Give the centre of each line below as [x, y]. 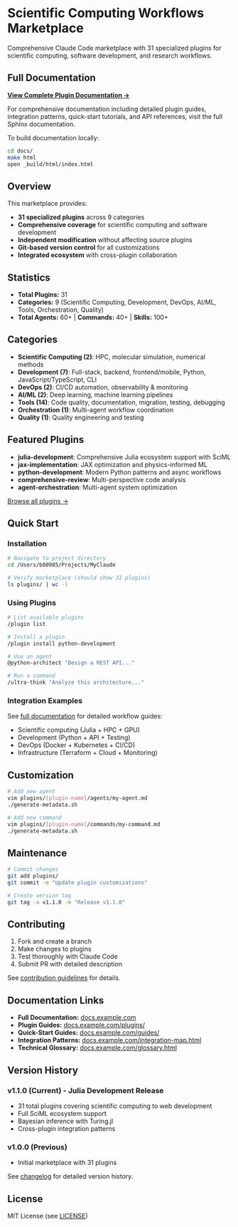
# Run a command [31, 676]
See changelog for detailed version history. [70, 1176]
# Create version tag [39, 895]
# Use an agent [30, 657]
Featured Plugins [46, 440]
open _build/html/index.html [50, 164]
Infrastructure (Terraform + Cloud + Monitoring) [87, 753]
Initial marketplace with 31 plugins [67, 1163]
